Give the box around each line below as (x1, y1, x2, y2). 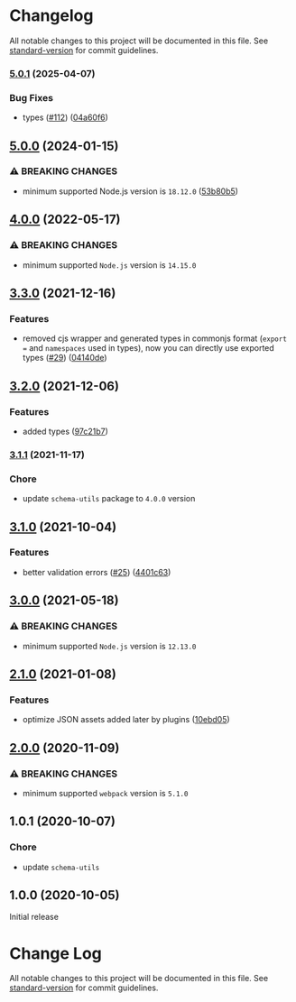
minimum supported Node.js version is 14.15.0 (22, 259, 197, 271)
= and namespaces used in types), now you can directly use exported (22, 343, 275, 354)
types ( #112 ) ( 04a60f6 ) (22, 112, 108, 123)
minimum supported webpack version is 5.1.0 (22, 787, 189, 798)
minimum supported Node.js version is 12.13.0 (22, 640, 197, 651)
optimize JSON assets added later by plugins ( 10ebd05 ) (22, 714, 230, 725)
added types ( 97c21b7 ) (22, 426, 108, 437)
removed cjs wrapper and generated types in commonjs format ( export (22, 333, 287, 344)
